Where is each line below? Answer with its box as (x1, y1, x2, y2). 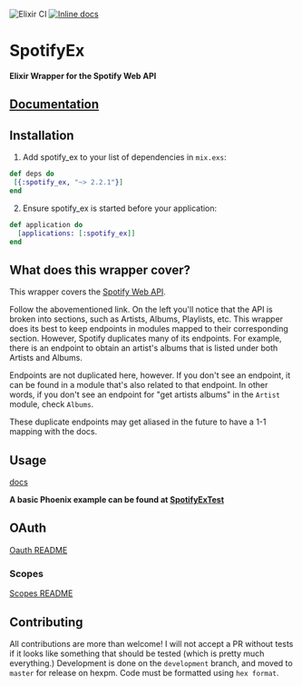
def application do (9, 220, 83, 229)
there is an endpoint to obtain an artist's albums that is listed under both (9, 343, 278, 353)
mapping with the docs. (9, 426, 98, 437)
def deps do (9, 169, 54, 179)
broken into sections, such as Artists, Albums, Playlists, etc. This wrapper (9, 314, 284, 324)
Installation (9, 127, 74, 143)
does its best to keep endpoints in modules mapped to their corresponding (9, 324, 288, 334)
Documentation (9, 96, 100, 113)
